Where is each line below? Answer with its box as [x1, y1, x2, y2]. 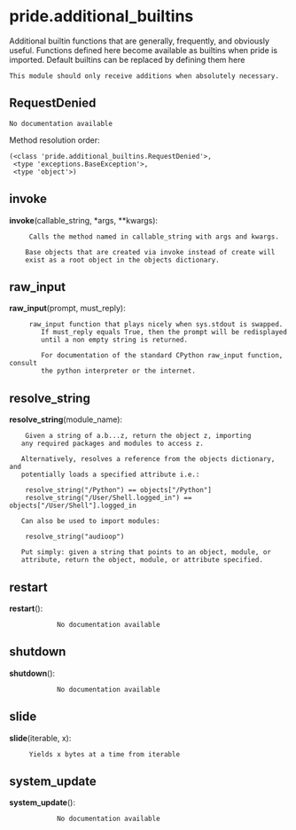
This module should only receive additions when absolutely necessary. [9, 71, 279, 81]
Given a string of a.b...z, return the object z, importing [25, 432, 252, 441]
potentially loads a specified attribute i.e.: [20, 470, 200, 480]
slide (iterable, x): [9, 732, 72, 743]
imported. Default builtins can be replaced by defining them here [9, 54, 245, 65]
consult [9, 359, 38, 368]
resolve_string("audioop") [25, 532, 125, 542]
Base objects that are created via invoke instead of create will [25, 247, 276, 256]
